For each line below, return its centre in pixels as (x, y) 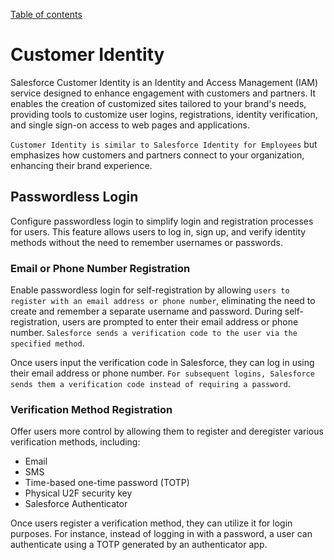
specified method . (47, 343)
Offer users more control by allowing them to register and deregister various (167, 431)
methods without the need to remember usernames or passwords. (146, 242)
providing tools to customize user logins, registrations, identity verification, (164, 114)
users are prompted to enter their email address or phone (180, 322)
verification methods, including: (75, 442)
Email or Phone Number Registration (100, 268)
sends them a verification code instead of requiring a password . (150, 384)
